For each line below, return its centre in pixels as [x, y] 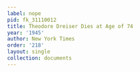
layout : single [29, 52]
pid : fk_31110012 [32, 20]
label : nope [24, 13]
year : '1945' [26, 33]
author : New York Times [41, 39]
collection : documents [39, 58]
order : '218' [26, 45]
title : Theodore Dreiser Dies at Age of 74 [70, 26]
